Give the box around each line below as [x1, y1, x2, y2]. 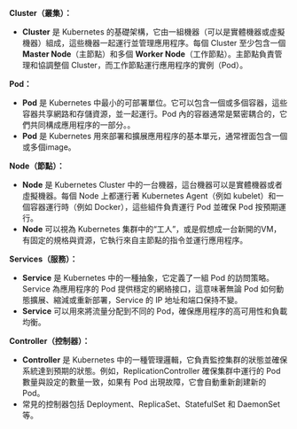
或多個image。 [21, 142, 77, 152]
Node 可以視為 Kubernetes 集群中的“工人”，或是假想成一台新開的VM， [21, 224, 282, 234]
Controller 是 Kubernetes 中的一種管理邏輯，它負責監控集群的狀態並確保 [21, 355, 288, 365]
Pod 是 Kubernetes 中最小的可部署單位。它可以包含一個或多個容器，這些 [21, 97, 288, 108]
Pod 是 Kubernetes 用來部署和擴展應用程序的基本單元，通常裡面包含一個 [21, 131, 288, 141]
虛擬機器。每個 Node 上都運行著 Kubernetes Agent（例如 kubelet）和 [21, 191, 277, 201]
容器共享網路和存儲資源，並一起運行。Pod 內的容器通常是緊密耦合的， [21, 109, 280, 119]
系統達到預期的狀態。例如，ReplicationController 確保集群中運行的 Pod [21, 366, 281, 376]
